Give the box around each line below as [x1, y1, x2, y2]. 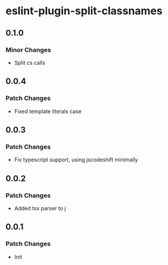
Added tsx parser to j [14, 204, 66, 212]
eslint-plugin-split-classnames [5, 4, 163, 18]
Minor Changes [5, 46, 51, 54]
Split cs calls [14, 59, 46, 66]
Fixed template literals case [14, 108, 82, 115]
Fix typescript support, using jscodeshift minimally [14, 156, 138, 163]
